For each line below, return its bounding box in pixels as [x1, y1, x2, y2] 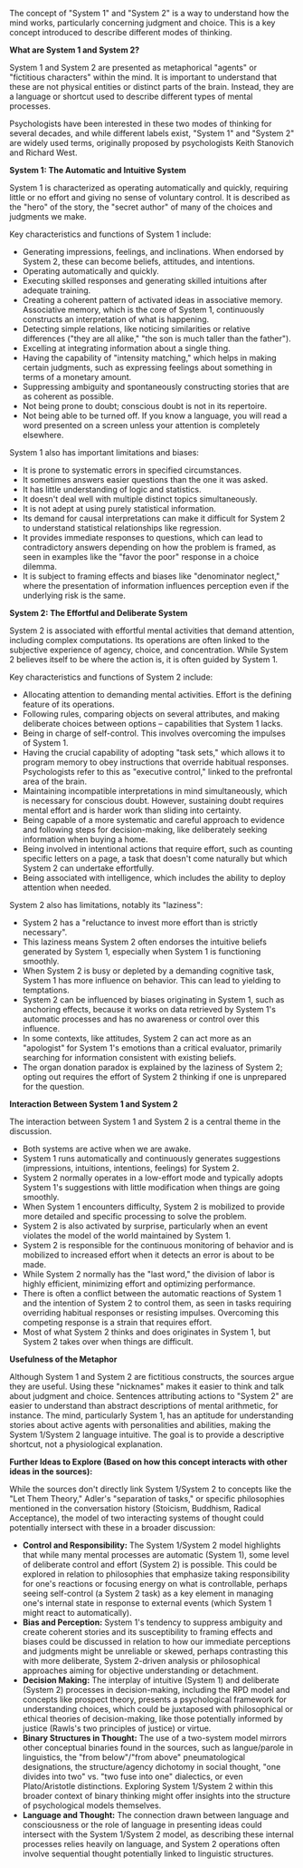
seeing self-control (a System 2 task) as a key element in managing [22, 1588, 274, 1599]
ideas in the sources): [9, 1466, 93, 1477]
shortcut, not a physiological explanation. [9, 1439, 163, 1450]
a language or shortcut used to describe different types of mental [9, 91, 253, 102]
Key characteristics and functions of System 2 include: [9, 671, 213, 682]
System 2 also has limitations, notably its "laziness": [9, 900, 204, 910]
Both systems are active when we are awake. [22, 1143, 192, 1154]
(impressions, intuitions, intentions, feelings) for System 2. [22, 1163, 240, 1173]
